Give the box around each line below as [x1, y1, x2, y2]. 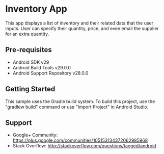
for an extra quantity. [5, 31, 49, 37]
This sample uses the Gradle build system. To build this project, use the [5, 98, 155, 105]
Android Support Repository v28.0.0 [12, 70, 89, 76]
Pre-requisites [5, 45, 52, 54]
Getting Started [5, 85, 56, 93]
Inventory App [5, 3, 67, 15]
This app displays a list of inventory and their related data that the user [5, 20, 154, 26]
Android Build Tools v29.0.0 [12, 64, 71, 70]
